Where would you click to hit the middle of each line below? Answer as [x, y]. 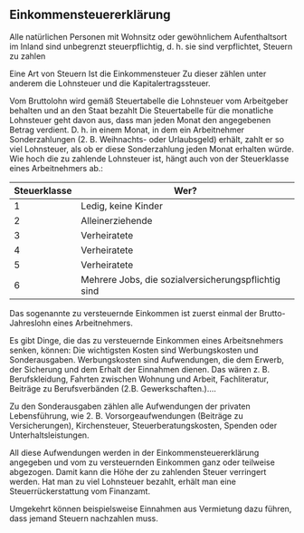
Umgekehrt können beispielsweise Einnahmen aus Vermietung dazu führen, [151, 509]
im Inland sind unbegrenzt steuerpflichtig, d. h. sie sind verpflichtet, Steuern [151, 46]
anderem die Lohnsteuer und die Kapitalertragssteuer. [110, 83]
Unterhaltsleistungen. [49, 435]
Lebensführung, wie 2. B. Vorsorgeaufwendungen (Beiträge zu [126, 415]
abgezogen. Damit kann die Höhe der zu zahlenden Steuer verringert [138, 471]
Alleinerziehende [117, 220]
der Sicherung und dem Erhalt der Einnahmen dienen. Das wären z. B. [140, 369]
